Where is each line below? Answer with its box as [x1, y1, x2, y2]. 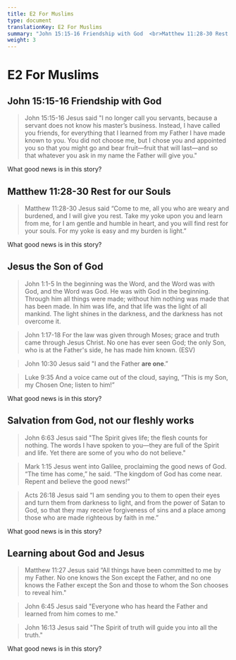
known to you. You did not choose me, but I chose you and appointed [24, 136, 227, 145]
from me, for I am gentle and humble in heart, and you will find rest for [24, 219, 229, 227]
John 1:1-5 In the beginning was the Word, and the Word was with [24, 280, 215, 288]
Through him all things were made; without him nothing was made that [24, 294, 230, 303]
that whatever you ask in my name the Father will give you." [24, 151, 197, 160]
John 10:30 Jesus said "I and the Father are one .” [24, 359, 168, 368]
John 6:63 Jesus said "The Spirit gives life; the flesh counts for [24, 433, 208, 442]
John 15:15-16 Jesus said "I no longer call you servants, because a [24, 114, 218, 122]
